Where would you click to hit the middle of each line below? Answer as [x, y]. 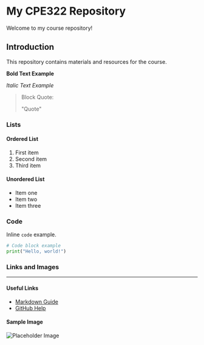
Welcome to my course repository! [49, 28]
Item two [26, 199]
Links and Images [33, 267]
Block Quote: [37, 97]
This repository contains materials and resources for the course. [87, 61]
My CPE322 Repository [66, 11]
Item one [26, 193]
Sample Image [25, 322]
